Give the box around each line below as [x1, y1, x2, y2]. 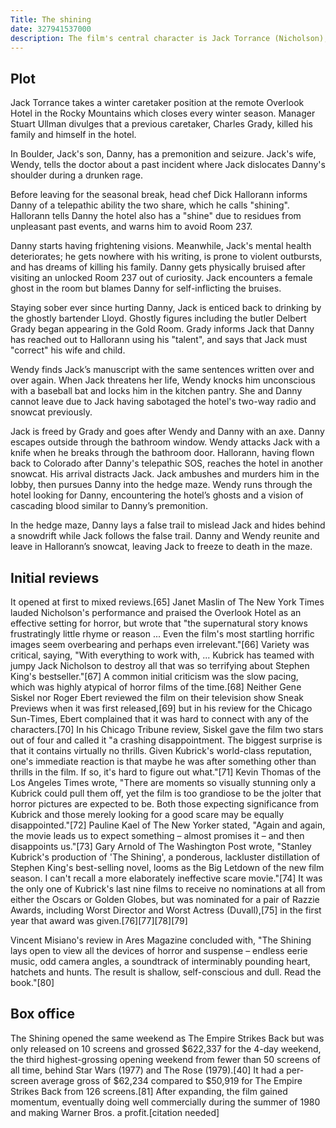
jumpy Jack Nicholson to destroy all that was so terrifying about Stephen [10, 660, 310, 671]
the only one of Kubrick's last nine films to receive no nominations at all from [10, 883, 326, 895]
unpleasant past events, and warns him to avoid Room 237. [10, 221, 253, 233]
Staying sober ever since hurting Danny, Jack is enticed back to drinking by [10, 302, 322, 314]
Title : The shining [10, 14, 92, 25]
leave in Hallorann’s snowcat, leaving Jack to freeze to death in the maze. [10, 541, 313, 553]
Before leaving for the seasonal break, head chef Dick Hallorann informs [10, 189, 308, 201]
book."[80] [10, 977, 55, 988]
